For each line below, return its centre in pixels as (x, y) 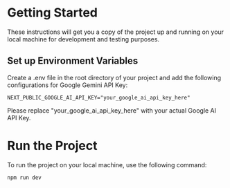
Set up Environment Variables (73, 61)
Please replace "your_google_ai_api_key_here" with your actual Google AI (112, 110)
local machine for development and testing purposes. (83, 39)
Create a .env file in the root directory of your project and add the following (114, 77)
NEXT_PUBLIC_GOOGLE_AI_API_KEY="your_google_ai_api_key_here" (99, 97)
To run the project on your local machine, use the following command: (107, 164)
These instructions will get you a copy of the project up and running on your (115, 32)
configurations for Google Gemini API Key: (68, 85)
